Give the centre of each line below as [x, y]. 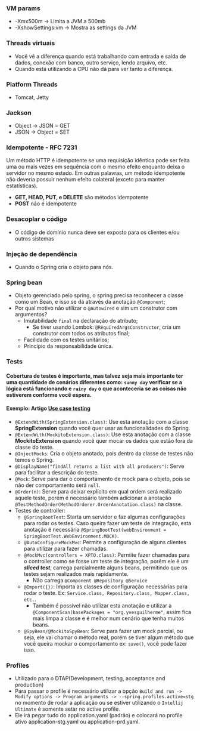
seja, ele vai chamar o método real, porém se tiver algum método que [109, 637]
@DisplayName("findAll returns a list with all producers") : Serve [99, 466]
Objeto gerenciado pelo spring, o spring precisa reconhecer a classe [99, 295]
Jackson [19, 113]
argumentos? [31, 314]
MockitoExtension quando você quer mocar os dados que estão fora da [104, 441]
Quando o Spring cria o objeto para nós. [64, 267]
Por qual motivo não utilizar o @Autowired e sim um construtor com [96, 308]
